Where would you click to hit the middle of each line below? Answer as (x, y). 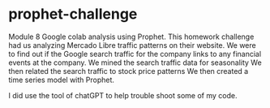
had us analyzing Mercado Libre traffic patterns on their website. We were (133, 45)
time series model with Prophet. (62, 80)
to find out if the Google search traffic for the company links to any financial (135, 54)
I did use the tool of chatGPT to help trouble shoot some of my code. (123, 95)
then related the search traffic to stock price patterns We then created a (129, 71)
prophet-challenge (73, 14)
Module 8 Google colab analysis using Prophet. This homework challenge (131, 37)
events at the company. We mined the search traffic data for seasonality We (135, 63)
